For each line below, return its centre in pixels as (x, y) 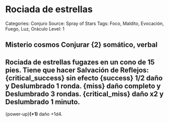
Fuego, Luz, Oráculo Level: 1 (35, 28)
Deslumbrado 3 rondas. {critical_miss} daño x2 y (84, 94)
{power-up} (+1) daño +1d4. (34, 114)
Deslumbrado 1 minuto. (43, 102)
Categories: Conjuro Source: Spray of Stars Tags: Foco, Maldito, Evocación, (85, 23)
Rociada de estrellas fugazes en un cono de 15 (80, 62)
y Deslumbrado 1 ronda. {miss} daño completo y (83, 86)
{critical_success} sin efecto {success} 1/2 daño (84, 78)
